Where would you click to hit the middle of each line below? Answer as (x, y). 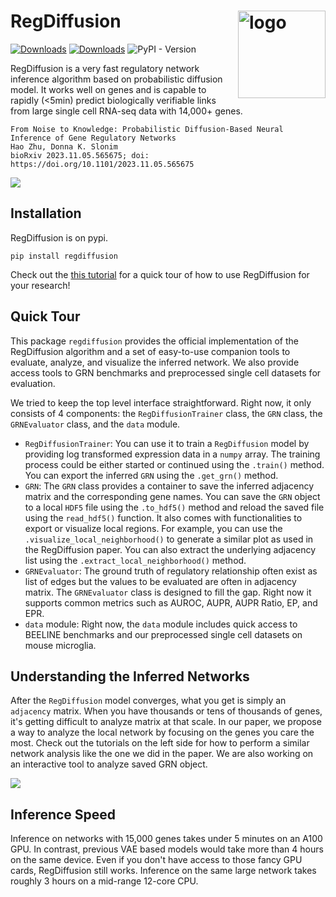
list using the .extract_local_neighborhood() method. (135, 560)
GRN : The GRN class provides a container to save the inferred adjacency (169, 486)
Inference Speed (63, 814)
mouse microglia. (60, 645)
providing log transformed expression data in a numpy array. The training (172, 454)
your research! (40, 285)
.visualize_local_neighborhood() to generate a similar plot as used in (169, 539)
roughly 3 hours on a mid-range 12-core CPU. (104, 881)
